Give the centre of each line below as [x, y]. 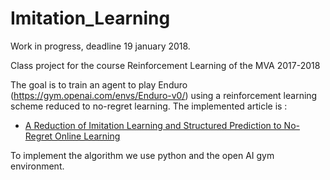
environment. [37, 166]
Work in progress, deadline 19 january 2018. [100, 46]
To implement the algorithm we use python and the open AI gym [142, 155]
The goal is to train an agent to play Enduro [99, 84]
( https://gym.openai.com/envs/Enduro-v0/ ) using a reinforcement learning [164, 95]
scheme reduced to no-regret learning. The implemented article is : [149, 106]
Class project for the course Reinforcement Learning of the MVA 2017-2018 [165, 65]
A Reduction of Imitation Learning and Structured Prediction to [153, 125]
